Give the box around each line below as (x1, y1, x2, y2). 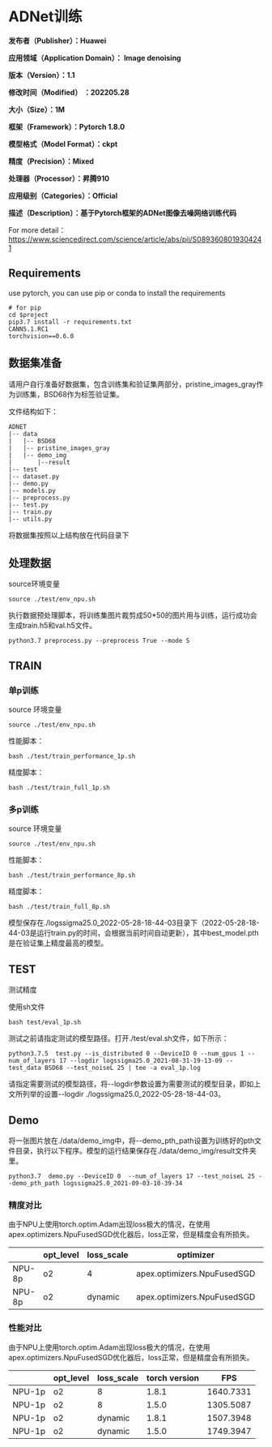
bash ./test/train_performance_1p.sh (8, 752, 136, 760)
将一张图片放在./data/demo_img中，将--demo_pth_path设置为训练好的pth (8, 1136, 255, 1145)
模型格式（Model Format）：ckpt (8, 139, 118, 148)
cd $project (8, 310, 49, 319)
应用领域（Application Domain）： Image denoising (8, 53, 181, 62)
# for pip (8, 303, 42, 312)
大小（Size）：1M (8, 105, 66, 114)
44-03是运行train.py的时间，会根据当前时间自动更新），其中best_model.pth (8, 928, 259, 938)
